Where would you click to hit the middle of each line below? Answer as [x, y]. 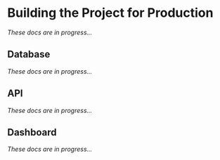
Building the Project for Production [110, 13]
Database [29, 54]
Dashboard [32, 132]
